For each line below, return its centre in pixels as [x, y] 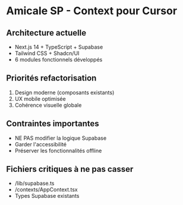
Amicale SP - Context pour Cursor [91, 11]
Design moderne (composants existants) [64, 92]
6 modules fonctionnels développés [59, 60]
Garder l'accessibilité [41, 144]
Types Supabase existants [47, 196]
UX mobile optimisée [40, 98]
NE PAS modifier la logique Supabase [61, 138]
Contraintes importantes [53, 124]
